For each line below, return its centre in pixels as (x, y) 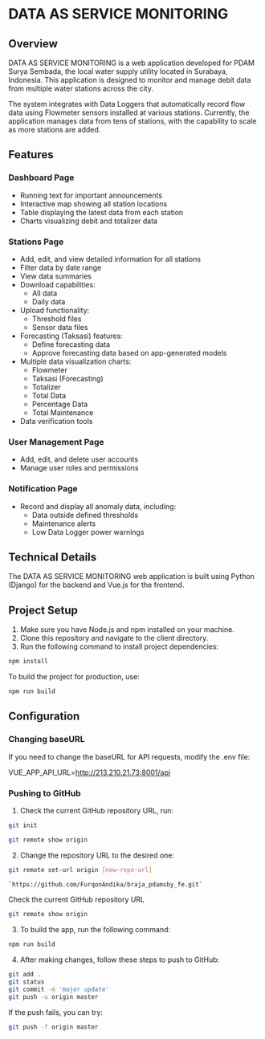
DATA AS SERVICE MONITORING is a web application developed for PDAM (132, 63)
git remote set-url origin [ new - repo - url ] (80, 870)
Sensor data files (60, 327)
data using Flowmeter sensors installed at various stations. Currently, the (129, 112)
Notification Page (43, 489)
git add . (25, 975)
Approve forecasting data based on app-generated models (129, 352)
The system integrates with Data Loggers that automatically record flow (127, 104)
